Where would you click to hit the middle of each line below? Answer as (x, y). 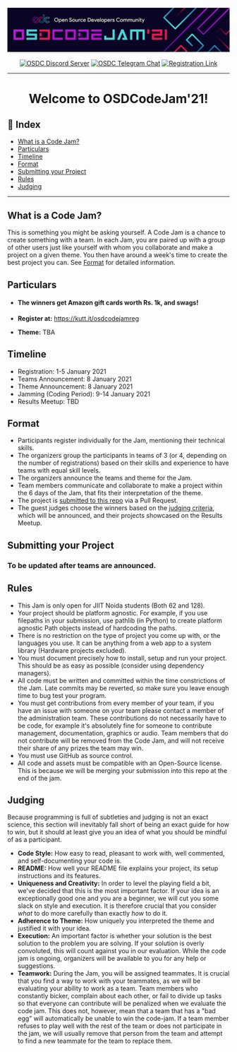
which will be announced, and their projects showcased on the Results (120, 516)
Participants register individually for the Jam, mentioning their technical (121, 441)
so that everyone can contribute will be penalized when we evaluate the (122, 1003)
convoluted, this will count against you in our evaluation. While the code (122, 951)
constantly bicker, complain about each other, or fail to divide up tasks (120, 996)
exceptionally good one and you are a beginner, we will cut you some (118, 899)
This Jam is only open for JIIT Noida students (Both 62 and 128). (111, 605)
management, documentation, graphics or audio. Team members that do (123, 733)
